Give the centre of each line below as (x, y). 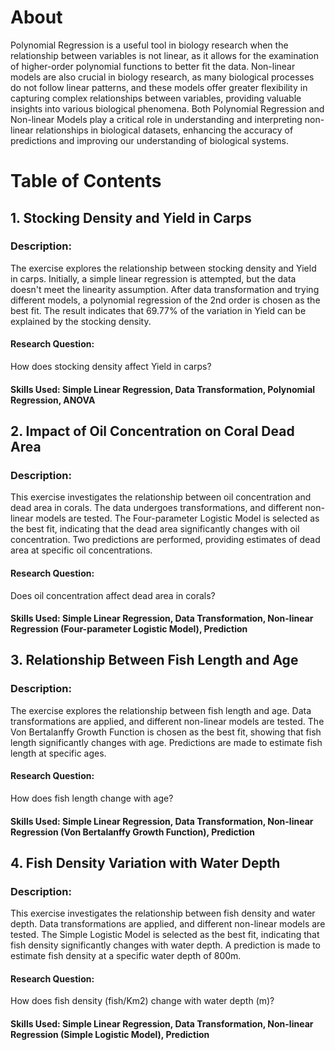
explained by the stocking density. (81, 321)
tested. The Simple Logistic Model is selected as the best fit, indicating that (165, 935)
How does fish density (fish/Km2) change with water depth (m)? (142, 1001)
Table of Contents (86, 181)
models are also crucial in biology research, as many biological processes (162, 77)
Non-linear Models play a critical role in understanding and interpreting (156, 119)
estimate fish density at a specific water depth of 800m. (126, 956)
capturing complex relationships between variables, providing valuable (156, 98)
